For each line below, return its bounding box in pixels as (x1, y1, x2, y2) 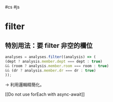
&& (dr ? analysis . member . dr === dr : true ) (5, 68, 96, 73)
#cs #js (5, 4, 20, 10)
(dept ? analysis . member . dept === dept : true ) (5, 59, 103, 64)
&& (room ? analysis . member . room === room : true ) (5, 63, 109, 68)
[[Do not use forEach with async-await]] (5, 91, 85, 97)
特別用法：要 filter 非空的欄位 (5, 41, 93, 50)
